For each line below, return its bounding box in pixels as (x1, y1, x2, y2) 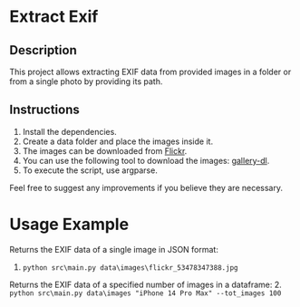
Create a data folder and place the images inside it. (22, 136, 214, 147)
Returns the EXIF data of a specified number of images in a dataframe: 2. (9, 279, 283, 290)
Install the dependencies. (22, 126, 118, 137)
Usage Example (9, 215, 130, 235)
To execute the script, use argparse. (22, 165, 159, 176)
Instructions (9, 102, 80, 118)
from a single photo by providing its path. (9, 76, 163, 87)
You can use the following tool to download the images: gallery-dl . (22, 155, 270, 166)
